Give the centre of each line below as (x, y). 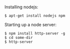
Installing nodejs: (21, 7)
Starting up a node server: (30, 24)
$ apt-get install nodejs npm (35, 16)
